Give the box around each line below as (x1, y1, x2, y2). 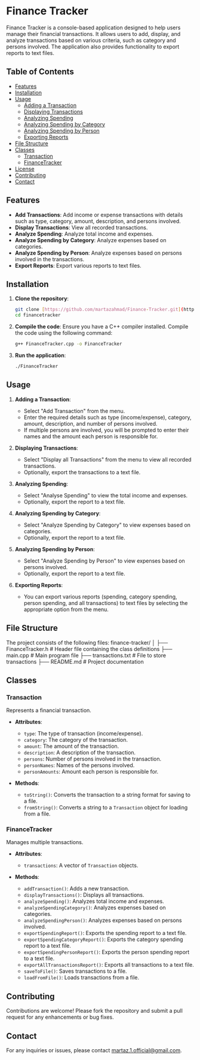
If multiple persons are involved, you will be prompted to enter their (23, 426, 189, 433)
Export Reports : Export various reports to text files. (14, 262, 141, 269)
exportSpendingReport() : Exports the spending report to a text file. (23, 930, 187, 937)
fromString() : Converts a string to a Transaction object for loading (23, 804, 188, 811)
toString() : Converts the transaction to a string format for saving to (23, 791, 191, 799)
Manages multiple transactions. (6, 839, 84, 846)
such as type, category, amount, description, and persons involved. (14, 217, 181, 225)
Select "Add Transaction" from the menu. (23, 407, 125, 414)
